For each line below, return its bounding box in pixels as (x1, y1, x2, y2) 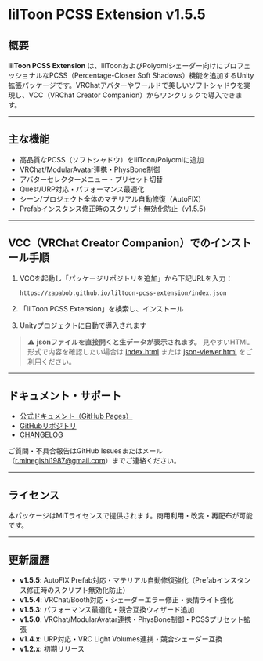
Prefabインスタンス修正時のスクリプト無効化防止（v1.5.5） (19, 204, 211, 213)
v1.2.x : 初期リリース (19, 645, 85, 654)
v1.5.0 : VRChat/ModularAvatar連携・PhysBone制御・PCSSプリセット (19, 615, 244, 624)
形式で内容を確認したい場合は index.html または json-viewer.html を (27, 347, 247, 356)
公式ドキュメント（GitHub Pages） (19, 412, 133, 421)
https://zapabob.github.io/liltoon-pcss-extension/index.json (19, 289, 227, 297)
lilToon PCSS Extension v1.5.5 (8, 5, 206, 24)
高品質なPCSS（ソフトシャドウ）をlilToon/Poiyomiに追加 (19, 154, 204, 164)
